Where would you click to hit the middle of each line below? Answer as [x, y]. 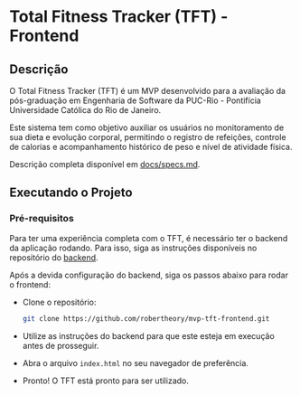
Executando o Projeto [71, 193]
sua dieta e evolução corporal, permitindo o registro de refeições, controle [148, 137]
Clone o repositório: [59, 302]
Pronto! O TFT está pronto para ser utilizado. [106, 381]
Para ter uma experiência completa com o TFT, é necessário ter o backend [149, 238]
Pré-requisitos [42, 219]
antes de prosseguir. [61, 345]
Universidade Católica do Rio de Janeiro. [85, 110]
